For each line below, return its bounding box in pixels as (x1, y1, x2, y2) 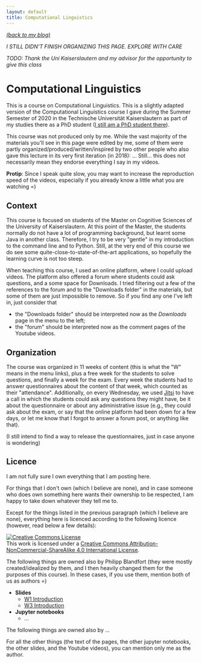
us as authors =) (6, 577, 47, 585)
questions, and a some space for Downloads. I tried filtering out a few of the (6, 280, 195, 287)
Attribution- (129, 540, 159, 547)
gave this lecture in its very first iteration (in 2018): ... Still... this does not (6, 152, 186, 159)
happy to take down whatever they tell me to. (6, 497, 118, 504)
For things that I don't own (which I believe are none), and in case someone (6, 484, 194, 492)
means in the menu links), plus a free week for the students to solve (6, 370, 175, 377)
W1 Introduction (24, 595, 63, 603)
